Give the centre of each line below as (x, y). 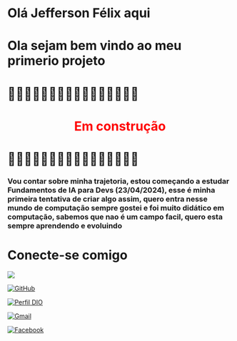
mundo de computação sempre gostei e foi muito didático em (116, 208)
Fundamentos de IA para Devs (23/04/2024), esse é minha (111, 190)
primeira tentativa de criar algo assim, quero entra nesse (108, 199)
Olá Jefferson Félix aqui (79, 13)
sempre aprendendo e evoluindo (65, 225)
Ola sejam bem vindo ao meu (95, 46)
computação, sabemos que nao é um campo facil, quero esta (115, 217)
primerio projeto (56, 61)
